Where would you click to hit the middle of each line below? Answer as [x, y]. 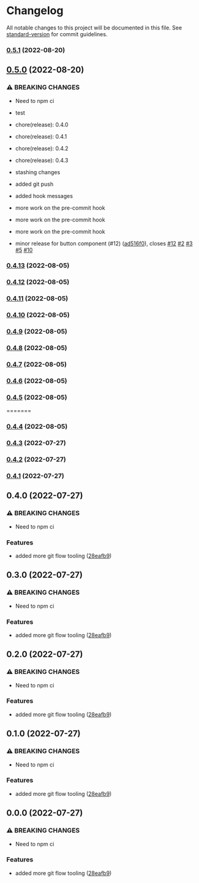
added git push [34, 184]
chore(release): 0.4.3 [42, 160]
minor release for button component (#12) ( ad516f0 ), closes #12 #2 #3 [104, 243]
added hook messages [44, 196]
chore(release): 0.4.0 [42, 124]
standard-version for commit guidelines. [57, 34]
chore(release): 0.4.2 [42, 148]
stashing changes [38, 172]
